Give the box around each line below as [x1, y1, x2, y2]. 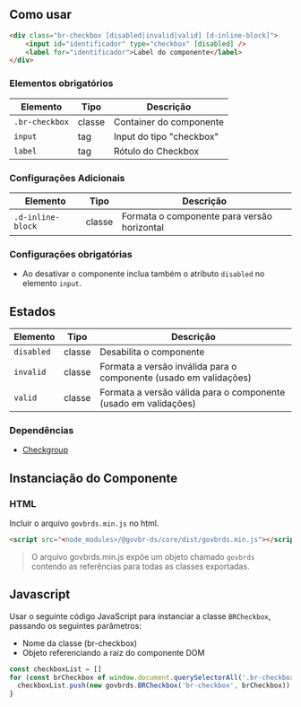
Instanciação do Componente [9, 470, 178, 485]
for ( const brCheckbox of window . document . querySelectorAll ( [9, 673, 243, 682]
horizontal [121, 221, 164, 233]
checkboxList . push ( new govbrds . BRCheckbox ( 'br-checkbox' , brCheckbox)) [17, 681, 291, 690]
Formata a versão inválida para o [99, 361, 237, 373]
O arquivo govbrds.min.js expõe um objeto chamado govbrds [30, 551, 255, 562]
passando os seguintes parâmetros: [9, 620, 142, 631]
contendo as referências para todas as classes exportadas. [30, 561, 250, 572]
